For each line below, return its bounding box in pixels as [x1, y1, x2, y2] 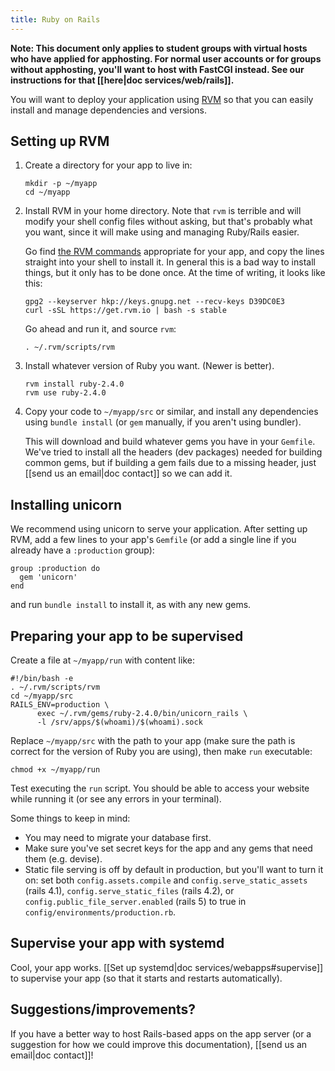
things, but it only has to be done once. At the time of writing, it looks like [24, 267, 326, 279]
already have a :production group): [10, 544, 155, 556]
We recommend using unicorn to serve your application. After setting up [10, 523, 308, 535]
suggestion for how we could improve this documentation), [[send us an [10, 1038, 308, 1050]
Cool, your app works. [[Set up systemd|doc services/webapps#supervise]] [10, 961, 324, 973]
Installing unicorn [10, 496, 122, 513]
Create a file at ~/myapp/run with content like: [10, 654, 195, 666]
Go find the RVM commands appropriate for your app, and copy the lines [24, 246, 325, 258]
